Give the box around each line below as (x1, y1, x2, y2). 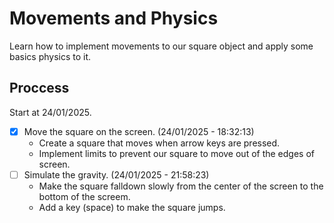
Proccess (9, 80, 70, 97)
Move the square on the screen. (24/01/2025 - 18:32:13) (23, 125, 255, 137)
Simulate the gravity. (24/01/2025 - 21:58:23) (23, 168, 210, 181)
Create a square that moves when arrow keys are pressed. (38, 137, 281, 149)
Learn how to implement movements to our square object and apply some (9, 40, 314, 52)
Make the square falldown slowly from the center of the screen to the (38, 180, 324, 192)
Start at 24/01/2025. (9, 106, 92, 118)
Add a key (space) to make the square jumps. (38, 201, 226, 213)
